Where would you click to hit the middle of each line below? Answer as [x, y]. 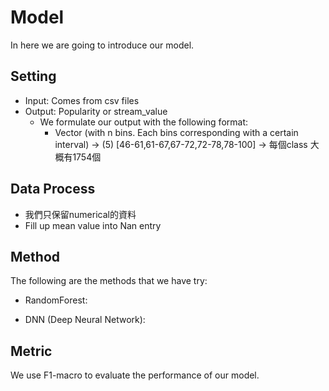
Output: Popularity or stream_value [96, 111]
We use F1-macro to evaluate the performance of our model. [135, 375]
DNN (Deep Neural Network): [85, 320]
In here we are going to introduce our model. [102, 45]
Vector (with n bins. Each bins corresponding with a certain [176, 132]
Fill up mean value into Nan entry [93, 225]
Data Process [53, 189]
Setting [33, 76]
